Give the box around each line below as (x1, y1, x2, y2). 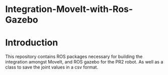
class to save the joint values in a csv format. (5, 64, 99, 70)
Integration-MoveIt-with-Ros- (5, 3, 133, 15)
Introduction (5, 37, 58, 48)
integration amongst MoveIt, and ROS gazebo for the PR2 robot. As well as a (5, 59, 163, 65)
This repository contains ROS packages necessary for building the (5, 53, 143, 59)
